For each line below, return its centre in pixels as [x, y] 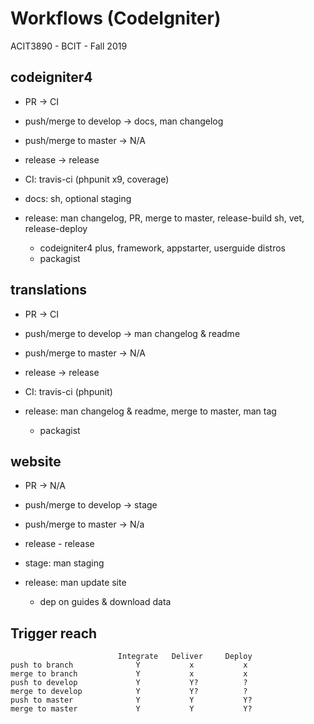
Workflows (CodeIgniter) [116, 18]
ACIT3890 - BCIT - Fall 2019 [69, 46]
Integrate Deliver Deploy [185, 657]
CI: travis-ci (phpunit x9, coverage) [97, 179]
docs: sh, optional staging [78, 198]
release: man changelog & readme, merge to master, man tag [150, 411]
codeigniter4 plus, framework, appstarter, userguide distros [162, 248]
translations [48, 290]
